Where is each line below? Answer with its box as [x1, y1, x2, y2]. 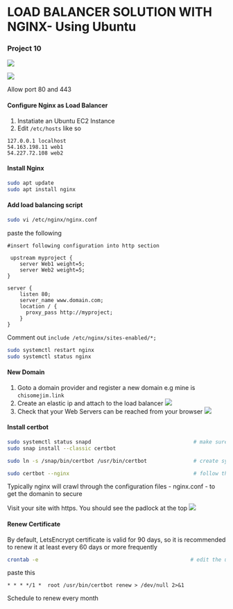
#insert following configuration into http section [7, 242, 159, 249]
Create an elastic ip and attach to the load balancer [17, 399, 164, 407]
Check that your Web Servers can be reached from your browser [17, 407, 203, 416]
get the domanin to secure [7, 490, 83, 498]
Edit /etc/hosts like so [17, 124, 82, 132]
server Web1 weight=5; [19, 261, 85, 267]
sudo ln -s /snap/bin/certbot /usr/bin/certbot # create [7, 457, 218, 464]
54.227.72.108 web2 [7, 150, 64, 157]
